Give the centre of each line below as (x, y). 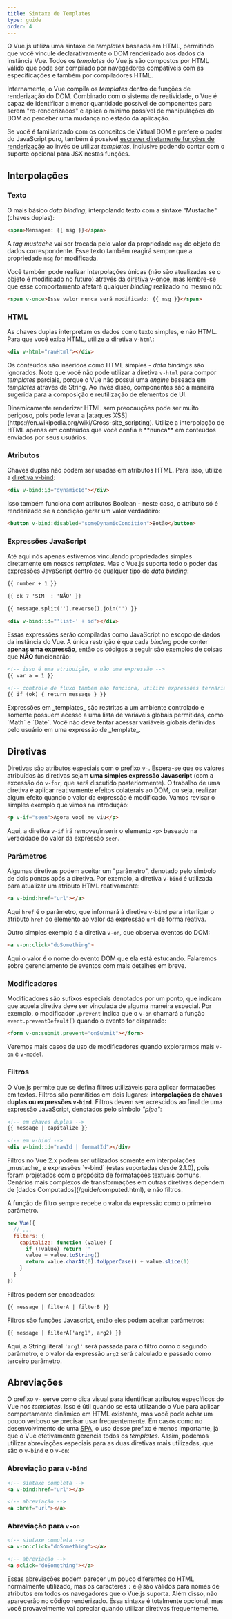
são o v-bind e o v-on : (38, 1451)
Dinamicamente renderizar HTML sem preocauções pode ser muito (103, 408)
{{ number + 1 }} (32, 584)
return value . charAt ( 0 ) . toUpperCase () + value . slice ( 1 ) (107, 1262)
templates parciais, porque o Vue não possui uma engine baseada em (106, 379)
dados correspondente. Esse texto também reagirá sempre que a (100, 250)
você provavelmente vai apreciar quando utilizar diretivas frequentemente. (113, 1608)
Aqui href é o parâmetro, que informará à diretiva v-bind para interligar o (111, 912)
